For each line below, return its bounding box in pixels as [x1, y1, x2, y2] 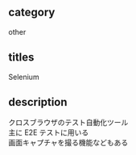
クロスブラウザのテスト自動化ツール [8, 118, 129, 128]
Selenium [8, 72, 39, 82]
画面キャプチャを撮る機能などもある [8, 138, 129, 148]
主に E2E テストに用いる [8, 128, 89, 137]
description [8, 95, 68, 109]
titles [8, 51, 35, 65]
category [8, 6, 56, 19]
